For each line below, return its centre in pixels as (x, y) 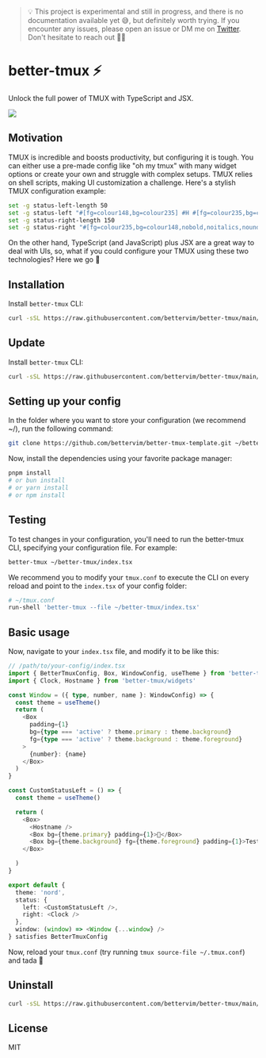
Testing (27, 520)
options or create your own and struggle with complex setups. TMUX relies (131, 174)
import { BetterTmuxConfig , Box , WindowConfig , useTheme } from (116, 673)
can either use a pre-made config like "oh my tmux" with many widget (122, 165)
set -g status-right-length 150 (61, 220)
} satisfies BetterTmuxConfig (58, 937)
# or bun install (37, 481)
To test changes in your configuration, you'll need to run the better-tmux (126, 539)
